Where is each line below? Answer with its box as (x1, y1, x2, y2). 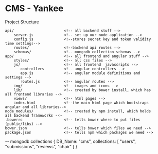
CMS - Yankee (5, 3, 64, 14)
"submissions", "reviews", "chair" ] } (5, 143, 78, 149)
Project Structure (5, 19, 39, 25)
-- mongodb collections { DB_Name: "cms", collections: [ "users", (5, 139, 136, 144)
